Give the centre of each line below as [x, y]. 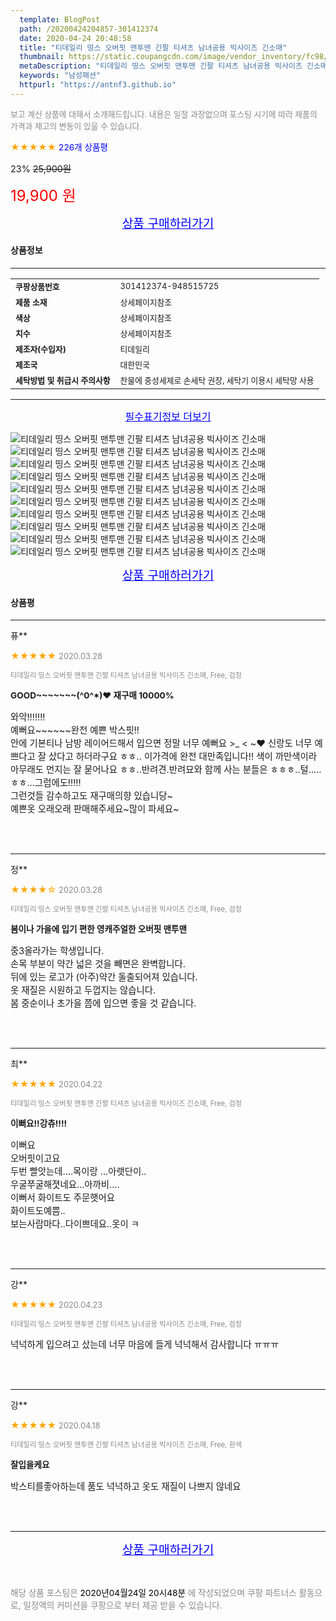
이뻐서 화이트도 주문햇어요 [62, 1198]
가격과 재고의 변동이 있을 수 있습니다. [76, 126]
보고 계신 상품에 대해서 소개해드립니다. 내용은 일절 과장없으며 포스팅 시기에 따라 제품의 [164, 114]
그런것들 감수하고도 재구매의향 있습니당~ [91, 796]
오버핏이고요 [35, 1158]
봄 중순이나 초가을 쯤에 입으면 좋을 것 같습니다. [103, 1003]
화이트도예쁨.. [38, 1211]
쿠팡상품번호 [37, 286]
